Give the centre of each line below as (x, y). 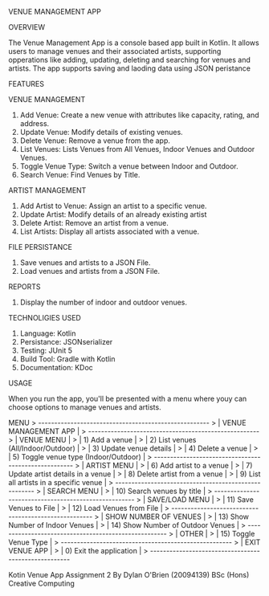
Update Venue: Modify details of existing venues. (101, 132)
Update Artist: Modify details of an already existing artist (113, 214)
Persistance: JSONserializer (66, 342)
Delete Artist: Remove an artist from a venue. (94, 223)
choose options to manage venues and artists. (85, 407)
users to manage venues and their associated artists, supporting (115, 51)
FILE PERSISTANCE (41, 247)
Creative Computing (41, 583)
